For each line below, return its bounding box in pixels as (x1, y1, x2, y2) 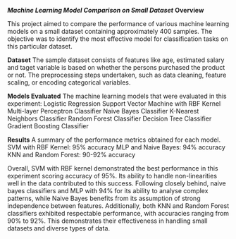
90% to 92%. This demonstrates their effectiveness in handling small (7, 216, 208, 225)
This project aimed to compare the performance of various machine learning (7, 20, 230, 27)
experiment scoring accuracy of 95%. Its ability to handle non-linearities (7, 172, 217, 180)
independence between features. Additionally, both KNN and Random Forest (7, 202, 230, 210)
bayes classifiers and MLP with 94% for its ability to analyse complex (7, 187, 209, 195)
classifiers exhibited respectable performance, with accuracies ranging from (7, 209, 230, 217)
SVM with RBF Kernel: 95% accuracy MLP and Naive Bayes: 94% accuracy (7, 143, 225, 151)
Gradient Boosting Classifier (7, 122, 89, 130)
